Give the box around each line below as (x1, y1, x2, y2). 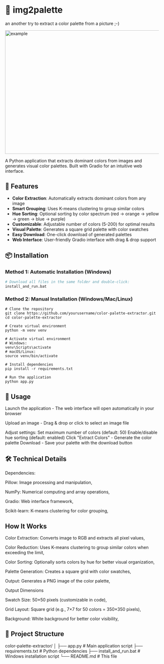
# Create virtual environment (5, 324, 67, 329)
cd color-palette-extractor (5, 315, 62, 320)
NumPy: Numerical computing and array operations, (5, 489, 110, 495)
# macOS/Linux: (5, 349, 36, 354)
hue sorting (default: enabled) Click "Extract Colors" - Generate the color (5, 435, 152, 441)
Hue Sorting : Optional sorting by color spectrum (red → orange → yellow (12, 211, 159, 217)
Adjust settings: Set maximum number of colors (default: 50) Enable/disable (5, 429, 158, 436)
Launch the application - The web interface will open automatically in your (5, 405, 154, 411)
